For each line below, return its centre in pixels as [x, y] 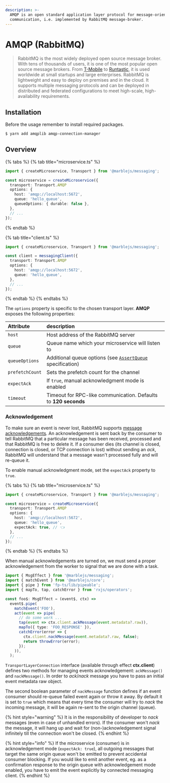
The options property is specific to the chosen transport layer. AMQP [78, 309]
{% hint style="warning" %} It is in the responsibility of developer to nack [82, 717]
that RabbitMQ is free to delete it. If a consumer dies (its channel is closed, [83, 444]
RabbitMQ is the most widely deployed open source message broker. [90, 58]
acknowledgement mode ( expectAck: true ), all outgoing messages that [80, 748]
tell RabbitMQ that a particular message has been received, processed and [83, 438]
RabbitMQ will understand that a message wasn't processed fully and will [82, 455]
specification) [63, 364]
